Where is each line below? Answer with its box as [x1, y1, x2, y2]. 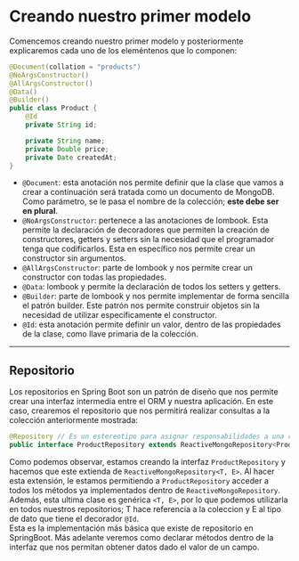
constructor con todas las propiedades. [21, 272, 167, 282]
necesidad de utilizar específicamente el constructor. [21, 310, 218, 321]
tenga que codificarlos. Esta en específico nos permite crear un [21, 243, 256, 255]
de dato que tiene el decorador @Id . [9, 514, 140, 524]
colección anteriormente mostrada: [9, 415, 138, 426]
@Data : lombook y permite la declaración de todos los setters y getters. [21, 281, 281, 292]
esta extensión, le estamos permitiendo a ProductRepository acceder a [9, 476, 270, 486]
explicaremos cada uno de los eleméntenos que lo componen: [9, 45, 238, 55]
